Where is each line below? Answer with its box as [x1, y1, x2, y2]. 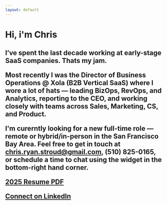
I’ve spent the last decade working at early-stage [5, 48, 161, 57]
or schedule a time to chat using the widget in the [5, 155, 162, 164]
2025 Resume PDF [5, 178, 64, 186]
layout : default [5, 7, 39, 12]
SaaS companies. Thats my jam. [5, 56, 107, 65]
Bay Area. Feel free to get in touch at [5, 140, 121, 148]
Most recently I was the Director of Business [5, 71, 146, 79]
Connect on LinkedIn [5, 192, 71, 200]
